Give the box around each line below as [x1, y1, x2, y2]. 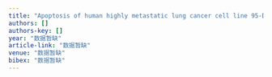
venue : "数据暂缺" [8, 49, 66, 57]
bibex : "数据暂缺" [8, 57, 66, 65]
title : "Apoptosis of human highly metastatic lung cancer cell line [8, 11, 249, 20]
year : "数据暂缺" [8, 34, 62, 43]
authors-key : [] [8, 26, 63, 34]
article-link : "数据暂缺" [8, 42, 91, 50]
